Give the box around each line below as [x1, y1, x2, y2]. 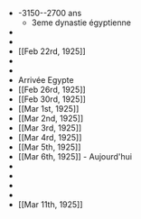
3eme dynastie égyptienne [31, 17, 131, 28]
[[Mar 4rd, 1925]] [17, 132, 82, 142]
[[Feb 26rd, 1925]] [17, 85, 86, 95]
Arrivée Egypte [17, 75, 74, 85]
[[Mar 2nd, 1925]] [17, 113, 84, 123]
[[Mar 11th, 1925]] [17, 199, 83, 210]
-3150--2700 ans [17, 8, 82, 18]
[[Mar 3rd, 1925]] [17, 123, 82, 133]
